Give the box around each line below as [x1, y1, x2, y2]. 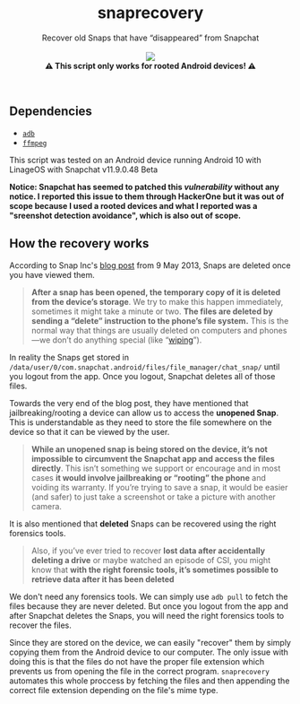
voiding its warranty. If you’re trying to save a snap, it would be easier [30, 482, 288, 492]
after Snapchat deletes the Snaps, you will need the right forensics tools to [9, 610, 285, 621]
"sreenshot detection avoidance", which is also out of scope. [9, 210, 242, 221]
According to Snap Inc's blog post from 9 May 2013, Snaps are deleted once [9, 259, 291, 271]
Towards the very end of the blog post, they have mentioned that [9, 397, 249, 408]
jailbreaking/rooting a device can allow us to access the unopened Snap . [9, 407, 279, 418]
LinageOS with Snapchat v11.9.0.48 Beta [9, 164, 159, 175]
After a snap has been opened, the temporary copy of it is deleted [30, 286, 281, 298]
